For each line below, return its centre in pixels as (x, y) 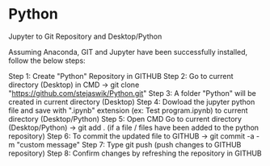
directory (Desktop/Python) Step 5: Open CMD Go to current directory (125, 118)
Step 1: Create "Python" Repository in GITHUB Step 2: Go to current (121, 76)
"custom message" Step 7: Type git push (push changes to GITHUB (129, 144)
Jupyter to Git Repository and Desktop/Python (85, 36)
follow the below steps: (47, 60)
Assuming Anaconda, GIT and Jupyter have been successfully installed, (128, 52)
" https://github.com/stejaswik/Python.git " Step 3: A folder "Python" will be (132, 93)
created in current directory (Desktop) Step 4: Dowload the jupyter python (132, 102)
